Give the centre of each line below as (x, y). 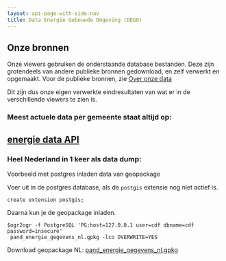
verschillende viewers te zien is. (52, 100)
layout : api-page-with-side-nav (53, 13)
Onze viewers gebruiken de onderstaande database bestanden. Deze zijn (111, 64)
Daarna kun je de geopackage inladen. (62, 212)
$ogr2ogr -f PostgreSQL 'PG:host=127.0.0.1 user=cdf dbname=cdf (101, 225)
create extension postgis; (46, 200)
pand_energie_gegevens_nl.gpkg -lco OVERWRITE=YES (84, 237)
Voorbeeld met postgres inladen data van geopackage (84, 174)
